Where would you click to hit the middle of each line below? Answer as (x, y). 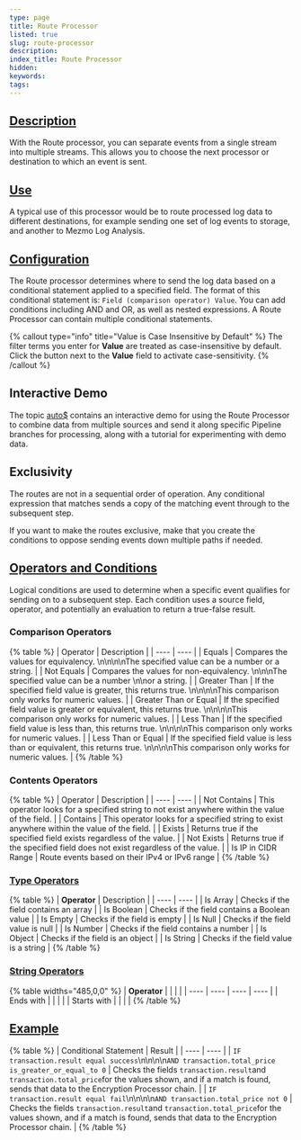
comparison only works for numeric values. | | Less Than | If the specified (146, 718)
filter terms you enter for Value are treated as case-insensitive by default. (146, 346)
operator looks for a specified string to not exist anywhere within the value (147, 810)
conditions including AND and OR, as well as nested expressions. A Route (145, 310)
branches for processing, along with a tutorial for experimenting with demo (148, 434)
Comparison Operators (61, 633)
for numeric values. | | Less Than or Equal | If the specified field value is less (150, 738)
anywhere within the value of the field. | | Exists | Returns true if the (134, 829)
